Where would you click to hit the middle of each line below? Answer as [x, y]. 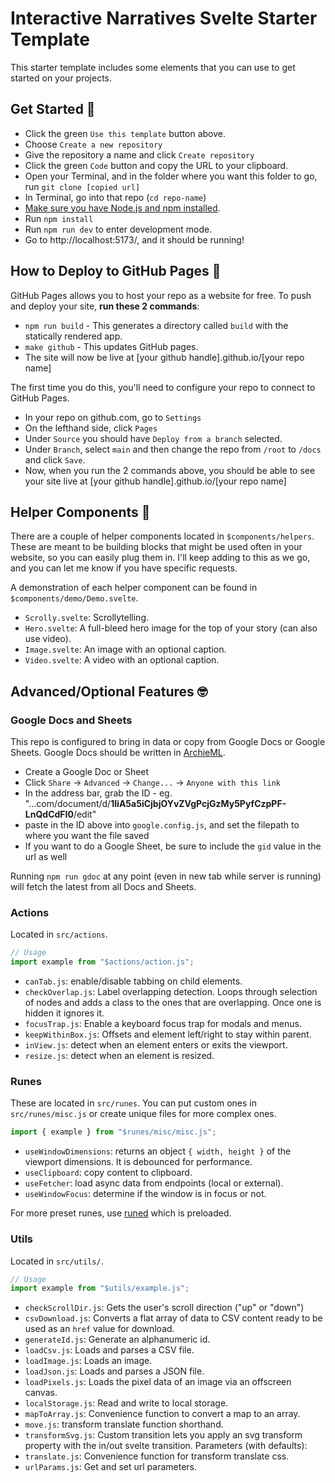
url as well [46, 857]
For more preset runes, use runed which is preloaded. [121, 1213]
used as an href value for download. [99, 1329]
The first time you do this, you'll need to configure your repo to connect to [163, 387]
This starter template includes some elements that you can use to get [153, 67]
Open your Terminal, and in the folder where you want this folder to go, [171, 176]
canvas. [41, 1393]
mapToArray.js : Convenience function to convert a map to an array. [162, 1414]
